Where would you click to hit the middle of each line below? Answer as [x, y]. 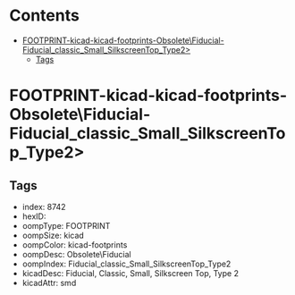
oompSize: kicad [53, 235]
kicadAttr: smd [49, 282]
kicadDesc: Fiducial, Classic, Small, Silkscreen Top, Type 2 [131, 273]
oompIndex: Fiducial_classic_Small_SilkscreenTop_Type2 [126, 264]
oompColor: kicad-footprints [75, 244]
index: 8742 [44, 206]
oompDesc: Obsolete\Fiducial [76, 254]
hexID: [34, 216]
